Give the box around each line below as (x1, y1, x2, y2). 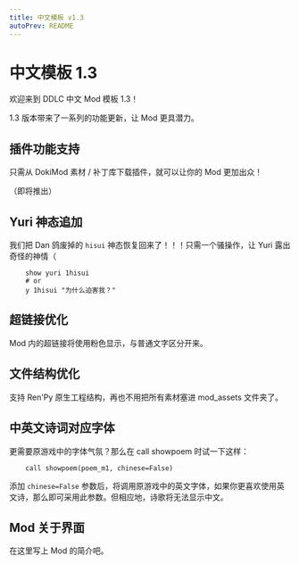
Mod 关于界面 (9, 519, 85, 535)
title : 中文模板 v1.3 (9, 12, 85, 22)
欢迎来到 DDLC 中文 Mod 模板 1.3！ (9, 94, 139, 104)
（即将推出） (9, 186, 56, 196)
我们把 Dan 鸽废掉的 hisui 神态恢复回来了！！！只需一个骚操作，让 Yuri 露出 (9, 240, 291, 251)
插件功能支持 (9, 141, 80, 156)
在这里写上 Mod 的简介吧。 (9, 545, 109, 556)
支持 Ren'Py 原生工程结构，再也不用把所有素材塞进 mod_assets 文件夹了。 (9, 392, 284, 402)
